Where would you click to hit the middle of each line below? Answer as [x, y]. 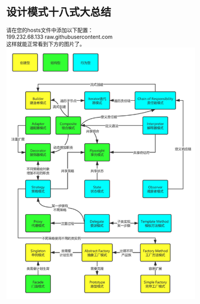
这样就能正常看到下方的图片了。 [46, 44]
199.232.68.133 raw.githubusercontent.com [59, 37]
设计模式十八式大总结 [59, 12]
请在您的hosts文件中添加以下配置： [50, 30]
